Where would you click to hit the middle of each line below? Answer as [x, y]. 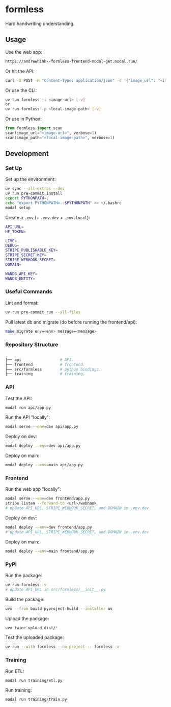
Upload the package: [27, 618]
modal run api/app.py [28, 407]
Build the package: [25, 599]
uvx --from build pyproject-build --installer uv [59, 609]
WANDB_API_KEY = [21, 274]
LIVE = [11, 241]
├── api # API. [39, 360]
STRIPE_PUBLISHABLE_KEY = [32, 250]
